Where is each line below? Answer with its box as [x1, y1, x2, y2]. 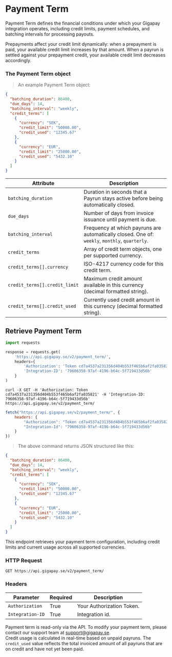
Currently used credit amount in [83, 296, 160, 304]
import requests [5, 340, 40, 345]
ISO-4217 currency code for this [83, 260, 164, 268]
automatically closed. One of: [83, 231, 154, 238]
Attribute [32, 180, 55, 187]
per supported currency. [83, 252, 142, 259]
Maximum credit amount [83, 275, 142, 283]
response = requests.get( [5, 349, 60, 354]
